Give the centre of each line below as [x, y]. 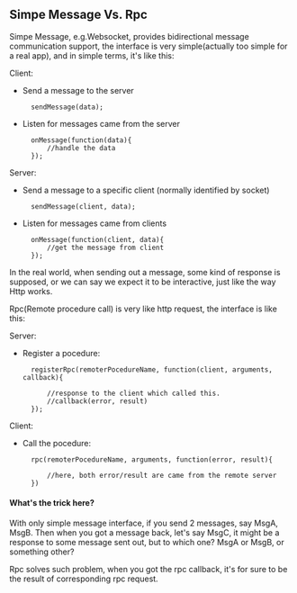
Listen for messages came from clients [94, 223]
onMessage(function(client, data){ [98, 239]
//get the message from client [105, 247]
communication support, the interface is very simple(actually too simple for [148, 46]
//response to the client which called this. [133, 393]
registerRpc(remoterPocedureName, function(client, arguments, [152, 369]
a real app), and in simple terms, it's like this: [92, 55]
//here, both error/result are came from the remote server [162, 475]
